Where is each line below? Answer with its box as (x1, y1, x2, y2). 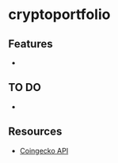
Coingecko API (19, 146, 69, 155)
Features (8, 37, 53, 51)
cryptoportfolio (8, 6, 111, 24)
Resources (8, 125, 63, 138)
